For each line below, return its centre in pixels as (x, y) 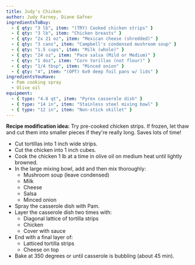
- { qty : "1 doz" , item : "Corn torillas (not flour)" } (81, 60)
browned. (26, 162)
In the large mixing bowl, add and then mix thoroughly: (80, 169)
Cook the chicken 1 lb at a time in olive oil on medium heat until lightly (98, 157)
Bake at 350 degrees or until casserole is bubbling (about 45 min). (94, 256)
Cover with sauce (45, 231)
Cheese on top (41, 250)
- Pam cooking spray (36, 83)
